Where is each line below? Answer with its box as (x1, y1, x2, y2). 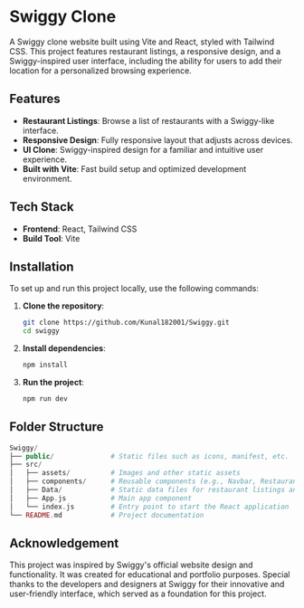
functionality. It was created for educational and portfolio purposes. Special (9, 569, 290, 580)
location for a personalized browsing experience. (9, 65, 192, 76)
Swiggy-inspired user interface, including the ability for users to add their (9, 55, 282, 66)
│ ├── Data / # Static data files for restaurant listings (9, 486, 285, 495)
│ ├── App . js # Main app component (9, 493, 193, 503)
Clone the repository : (22, 300, 105, 311)
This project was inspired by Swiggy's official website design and (9, 559, 253, 571)
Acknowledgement (9, 536, 119, 551)
